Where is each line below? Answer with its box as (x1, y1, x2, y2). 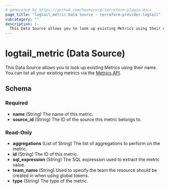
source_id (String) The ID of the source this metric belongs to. (12, 116, 142, 122)
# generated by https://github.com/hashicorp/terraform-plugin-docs (5, 7, 152, 13)
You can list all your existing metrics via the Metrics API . (5, 70, 122, 76)
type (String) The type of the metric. (12, 178, 89, 184)
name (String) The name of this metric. (12, 111, 94, 117)
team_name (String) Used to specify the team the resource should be (12, 167, 157, 173)
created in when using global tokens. (12, 172, 90, 179)
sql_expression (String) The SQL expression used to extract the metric (12, 157, 160, 163)
